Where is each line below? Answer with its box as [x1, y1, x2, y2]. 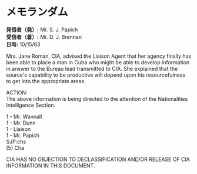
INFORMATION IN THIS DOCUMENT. [6, 162, 95, 169]
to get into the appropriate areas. [6, 77, 86, 84]
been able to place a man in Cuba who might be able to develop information [6, 58, 190, 65]
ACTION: [6, 89, 28, 96]
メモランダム [6, 5, 69, 19]
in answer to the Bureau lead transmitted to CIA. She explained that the [6, 65, 178, 72]
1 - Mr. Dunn [6, 119, 36, 126]
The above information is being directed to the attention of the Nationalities [6, 95, 188, 102]
